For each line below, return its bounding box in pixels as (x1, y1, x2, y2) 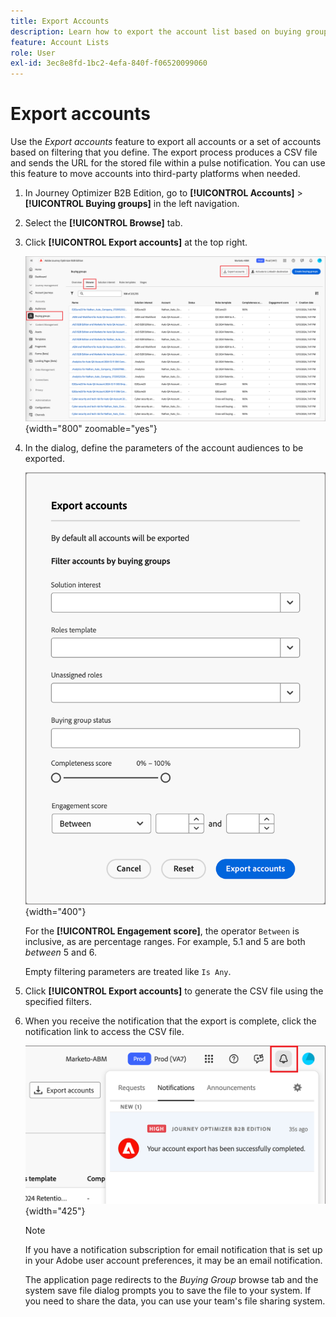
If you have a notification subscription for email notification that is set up (24, 1244, 323, 1256)
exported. (24, 452, 65, 464)
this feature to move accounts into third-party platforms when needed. (10, 168, 301, 180)
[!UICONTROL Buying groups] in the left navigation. (24, 198, 240, 210)
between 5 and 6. (24, 946, 97, 958)
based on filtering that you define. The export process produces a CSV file (10, 146, 318, 159)
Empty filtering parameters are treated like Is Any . (24, 965, 232, 977)
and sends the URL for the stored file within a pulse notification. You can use (10, 157, 326, 169)
